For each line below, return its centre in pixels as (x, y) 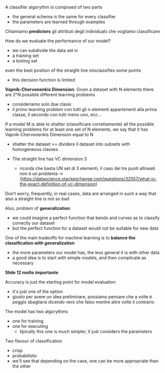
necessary (23, 263)
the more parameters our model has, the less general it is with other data (86, 252)
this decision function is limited (43, 80)
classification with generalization (40, 243)
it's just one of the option (37, 291)
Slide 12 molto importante (32, 273)
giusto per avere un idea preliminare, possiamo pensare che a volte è (82, 297)
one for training (28, 321)
